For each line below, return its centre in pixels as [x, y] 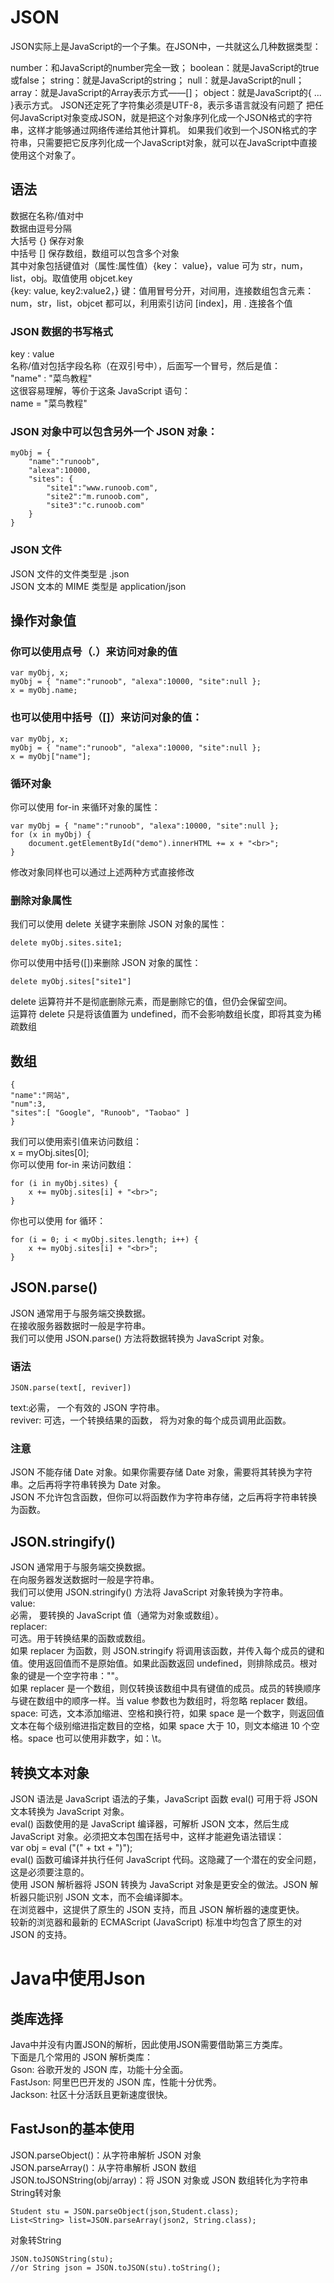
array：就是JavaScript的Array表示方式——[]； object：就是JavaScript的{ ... [166, 92]
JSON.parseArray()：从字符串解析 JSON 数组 [103, 2167]
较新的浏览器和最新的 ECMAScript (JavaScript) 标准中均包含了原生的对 [156, 1922]
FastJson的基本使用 [72, 2129]
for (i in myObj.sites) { [64, 1184]
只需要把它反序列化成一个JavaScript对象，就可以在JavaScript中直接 [177, 142]
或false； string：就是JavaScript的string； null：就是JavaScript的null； [157, 80]
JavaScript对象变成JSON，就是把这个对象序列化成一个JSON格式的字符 [165, 117]
